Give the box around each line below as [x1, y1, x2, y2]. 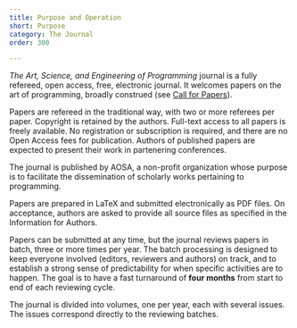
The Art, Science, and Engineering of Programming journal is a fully [9, 71, 258, 81]
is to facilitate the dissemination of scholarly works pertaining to [9, 172, 244, 182]
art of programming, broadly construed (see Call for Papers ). [9, 89, 233, 100]
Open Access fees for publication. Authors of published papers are [9, 135, 256, 146]
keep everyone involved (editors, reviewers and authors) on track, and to [9, 254, 276, 265]
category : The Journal [9, 29, 94, 38]
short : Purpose [9, 21, 66, 30]
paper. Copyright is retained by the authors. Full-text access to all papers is [9, 116, 286, 127]
